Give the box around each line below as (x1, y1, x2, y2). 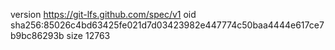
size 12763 (66, 30, 111, 41)
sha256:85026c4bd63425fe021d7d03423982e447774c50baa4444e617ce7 (10, 19, 325, 31)
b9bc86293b (10, 30, 65, 41)
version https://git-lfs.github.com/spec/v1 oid (10, 9, 197, 20)
